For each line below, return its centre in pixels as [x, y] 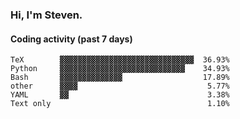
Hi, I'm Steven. [46, 15]
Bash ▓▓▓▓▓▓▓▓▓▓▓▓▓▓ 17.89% [120, 78]
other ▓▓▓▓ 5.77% [120, 86]
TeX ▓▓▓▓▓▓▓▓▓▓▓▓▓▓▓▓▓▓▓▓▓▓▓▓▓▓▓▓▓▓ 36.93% [120, 60]
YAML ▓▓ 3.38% [120, 95]
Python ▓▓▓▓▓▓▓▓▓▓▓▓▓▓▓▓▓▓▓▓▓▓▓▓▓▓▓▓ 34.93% [120, 69]
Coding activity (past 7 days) [71, 39]
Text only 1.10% [120, 104]
